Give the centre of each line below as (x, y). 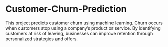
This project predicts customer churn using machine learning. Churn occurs (84, 23)
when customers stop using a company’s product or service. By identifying (83, 28)
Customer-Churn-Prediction (66, 9)
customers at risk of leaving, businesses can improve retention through (79, 33)
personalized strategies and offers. (42, 39)
